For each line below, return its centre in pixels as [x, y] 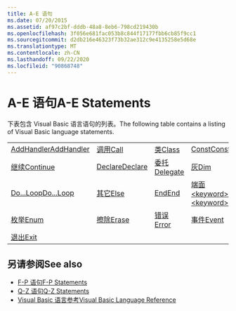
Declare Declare [122, 166]
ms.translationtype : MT [42, 46]
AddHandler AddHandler [50, 149]
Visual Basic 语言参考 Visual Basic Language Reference [97, 300]
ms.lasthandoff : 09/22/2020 [48, 60]
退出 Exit [24, 237]
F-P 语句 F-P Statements [52, 282]
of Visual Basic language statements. [61, 131]
